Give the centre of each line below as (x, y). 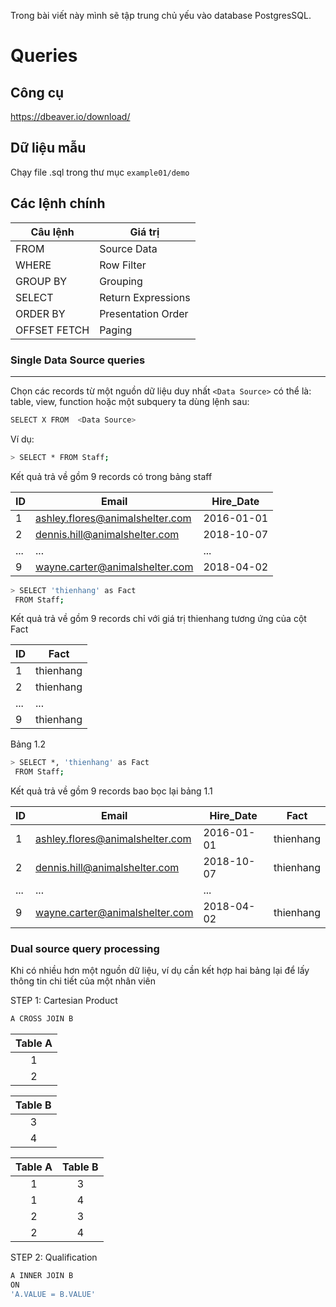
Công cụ (37, 92)
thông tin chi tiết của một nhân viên (83, 981)
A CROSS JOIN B (42, 1019)
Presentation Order (144, 313)
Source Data (128, 248)
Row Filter (123, 265)
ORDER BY (40, 313)
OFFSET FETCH (52, 330)
